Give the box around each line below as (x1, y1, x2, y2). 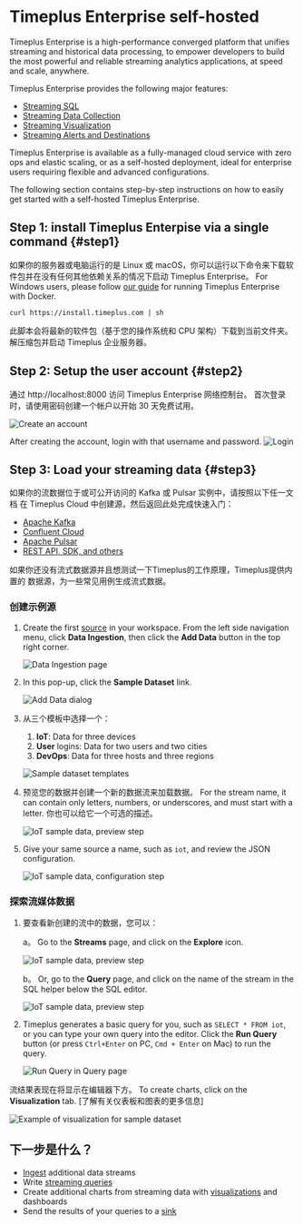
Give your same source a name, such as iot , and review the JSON (22, 843, 270, 855)
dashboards (22, 1196, 68, 1207)
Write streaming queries (22, 1176, 113, 1187)
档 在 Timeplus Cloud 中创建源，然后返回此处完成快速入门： (9, 499, 234, 509)
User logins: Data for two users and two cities (35, 740, 208, 751)
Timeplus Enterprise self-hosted (9, 6, 260, 27)
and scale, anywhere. (9, 65, 90, 76)
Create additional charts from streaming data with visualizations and (22, 1186, 279, 1197)
